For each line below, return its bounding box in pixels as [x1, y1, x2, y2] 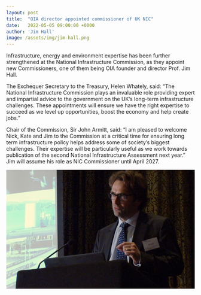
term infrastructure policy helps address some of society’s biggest [6, 139, 170, 146]
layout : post [6, 10, 39, 16]
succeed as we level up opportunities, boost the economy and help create [6, 108, 189, 115]
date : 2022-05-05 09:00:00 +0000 [6, 22, 95, 28]
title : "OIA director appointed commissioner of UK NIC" [6, 16, 154, 22]
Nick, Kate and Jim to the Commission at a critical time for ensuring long [6, 132, 184, 140]
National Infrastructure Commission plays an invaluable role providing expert [6, 89, 195, 96]
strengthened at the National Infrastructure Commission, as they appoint [6, 59, 185, 66]
